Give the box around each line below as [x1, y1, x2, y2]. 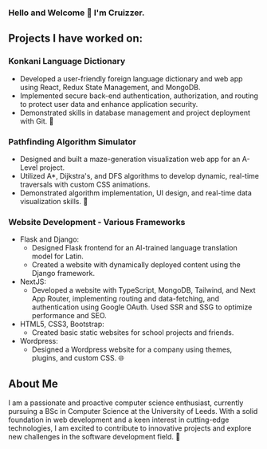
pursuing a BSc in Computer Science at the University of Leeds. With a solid [8, 407, 258, 416]
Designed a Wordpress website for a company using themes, [31, 345, 233, 354]
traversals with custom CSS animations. [19, 179, 151, 189]
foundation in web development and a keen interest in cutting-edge [8, 415, 230, 425]
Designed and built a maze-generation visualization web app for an [19, 154, 241, 163]
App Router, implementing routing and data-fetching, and [31, 294, 220, 304]
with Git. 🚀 [19, 116, 54, 126]
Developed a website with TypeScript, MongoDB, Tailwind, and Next [31, 286, 257, 295]
